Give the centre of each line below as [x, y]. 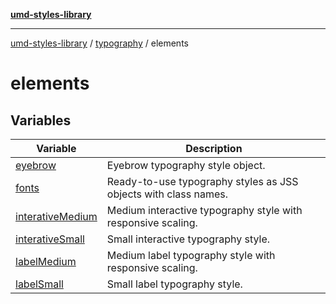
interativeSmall [50, 239]
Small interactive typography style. [188, 239]
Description [214, 148]
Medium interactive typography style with [204, 210]
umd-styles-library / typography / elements [99, 43]
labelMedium [46, 261]
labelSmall [39, 284]
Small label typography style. [174, 284]
